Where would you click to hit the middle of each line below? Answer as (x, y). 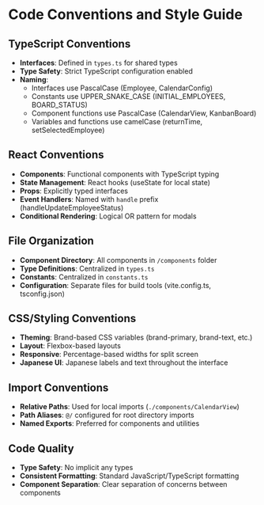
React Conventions (56, 155)
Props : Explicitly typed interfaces (74, 191)
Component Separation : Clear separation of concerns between (123, 484)
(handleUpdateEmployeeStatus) (72, 207)
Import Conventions (58, 387)
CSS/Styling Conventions (72, 319)
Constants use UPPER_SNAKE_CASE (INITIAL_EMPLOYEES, (128, 96)
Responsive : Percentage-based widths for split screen (109, 355)
